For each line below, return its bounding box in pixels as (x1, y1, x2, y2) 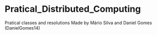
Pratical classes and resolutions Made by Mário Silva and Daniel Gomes (4, 20, 152, 26)
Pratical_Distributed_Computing (4, 3, 141, 15)
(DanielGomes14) (4, 25, 40, 31)
